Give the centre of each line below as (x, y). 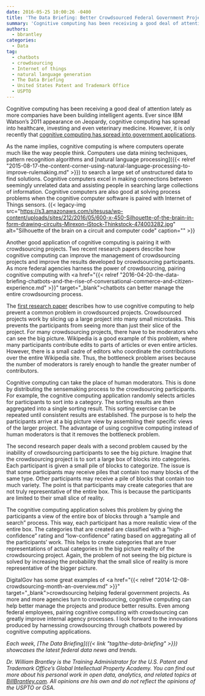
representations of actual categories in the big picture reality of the (91, 549)
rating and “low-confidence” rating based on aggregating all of (117, 535)
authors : (17, 29)
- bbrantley (27, 35)
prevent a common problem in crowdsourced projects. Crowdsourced (94, 312)
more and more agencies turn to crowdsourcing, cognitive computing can (99, 599)
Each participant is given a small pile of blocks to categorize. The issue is (98, 465)
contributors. (23, 371)
